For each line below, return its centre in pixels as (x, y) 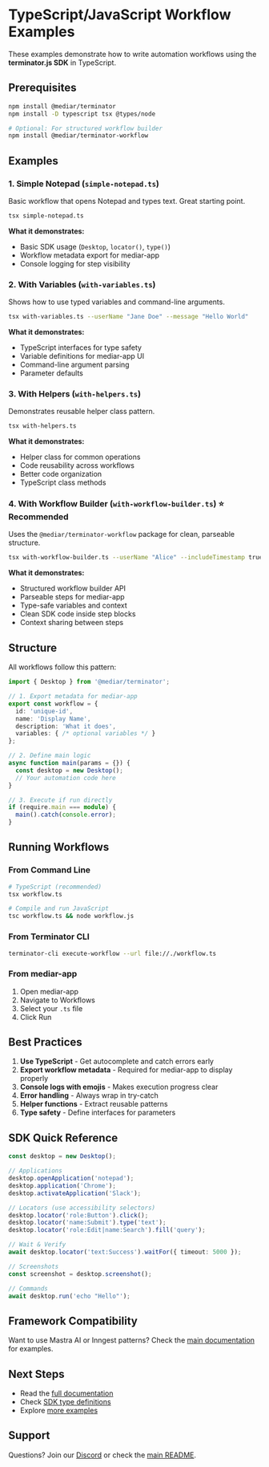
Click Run (36, 1017)
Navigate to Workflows (58, 1000)
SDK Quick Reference (63, 1138)
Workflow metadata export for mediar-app (90, 255)
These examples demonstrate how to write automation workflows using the (132, 54)
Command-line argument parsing (74, 364)
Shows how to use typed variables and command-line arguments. (117, 302)
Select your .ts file (51, 1008)
